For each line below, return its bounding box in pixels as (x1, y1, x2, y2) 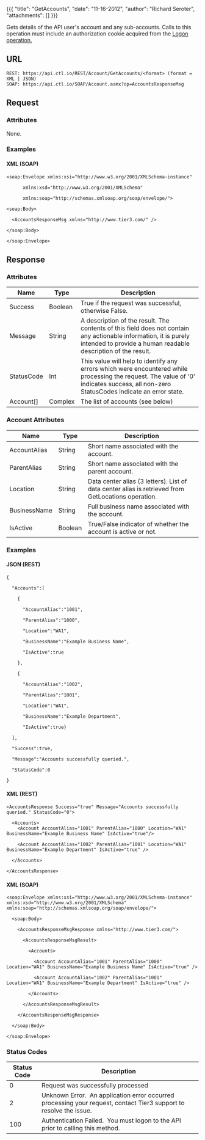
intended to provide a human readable (80, 339, 190, 348)
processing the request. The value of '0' (80, 372, 196, 381)
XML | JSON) (6, 76, 37, 82)
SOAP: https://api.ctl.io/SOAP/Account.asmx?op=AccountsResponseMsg (6, 81, 184, 87)
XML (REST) (6, 791, 38, 798)
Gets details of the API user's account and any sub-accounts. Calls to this (6, 24, 192, 31)
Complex (49, 397, 75, 406)
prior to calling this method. (41, 1124, 120, 1133)
